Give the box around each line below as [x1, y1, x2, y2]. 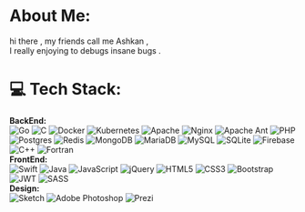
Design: [9, 183, 40, 194]
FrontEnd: [9, 154, 48, 165]
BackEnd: [9, 115, 47, 126]
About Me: [9, 5, 91, 26]
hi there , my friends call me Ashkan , [9, 35, 149, 46]
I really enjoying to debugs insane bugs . [9, 45, 161, 56]
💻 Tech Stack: [9, 79, 122, 100]
